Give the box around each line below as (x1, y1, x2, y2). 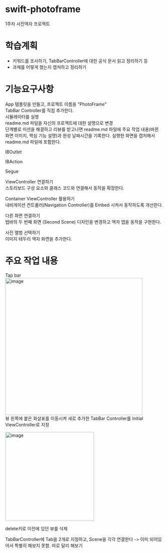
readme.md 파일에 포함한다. (5, 139, 61, 145)
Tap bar (5, 272, 22, 278)
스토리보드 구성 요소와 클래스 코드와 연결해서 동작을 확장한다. (5, 185, 124, 191)
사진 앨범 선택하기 (5, 230, 40, 236)
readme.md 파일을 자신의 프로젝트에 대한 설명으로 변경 (5, 120, 113, 126)
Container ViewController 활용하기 (5, 195, 75, 201)
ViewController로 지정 (5, 421, 50, 427)
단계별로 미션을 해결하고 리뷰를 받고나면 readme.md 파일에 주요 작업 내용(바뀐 (5, 126, 159, 132)
